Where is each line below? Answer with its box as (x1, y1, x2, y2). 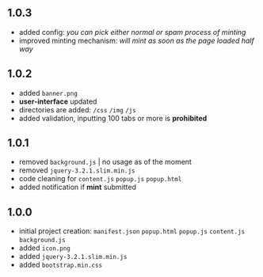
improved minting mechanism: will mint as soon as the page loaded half (18, 36, 254, 45)
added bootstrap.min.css (18, 260, 103, 270)
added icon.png (18, 243, 71, 252)
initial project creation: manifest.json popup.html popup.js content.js (18, 226, 246, 236)
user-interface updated (18, 97, 97, 106)
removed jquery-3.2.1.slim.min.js (18, 165, 135, 175)
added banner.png (18, 88, 78, 97)
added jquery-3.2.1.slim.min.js (18, 252, 128, 261)
